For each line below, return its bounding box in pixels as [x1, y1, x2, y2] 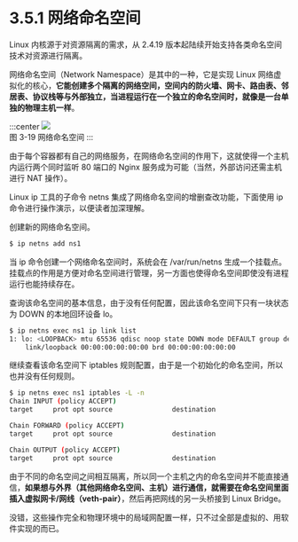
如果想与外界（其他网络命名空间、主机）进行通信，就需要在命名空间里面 [25, 482, 289, 492]
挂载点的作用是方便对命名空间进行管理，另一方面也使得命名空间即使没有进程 [9, 267, 289, 278]
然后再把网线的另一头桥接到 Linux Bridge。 [128, 493, 286, 504]
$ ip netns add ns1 [9, 239, 82, 248]
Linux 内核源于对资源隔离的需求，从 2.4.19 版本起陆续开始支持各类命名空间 [9, 39, 282, 50]
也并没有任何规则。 [9, 371, 80, 381]
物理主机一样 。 [24, 102, 80, 113]
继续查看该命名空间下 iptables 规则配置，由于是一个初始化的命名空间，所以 [9, 360, 284, 371]
